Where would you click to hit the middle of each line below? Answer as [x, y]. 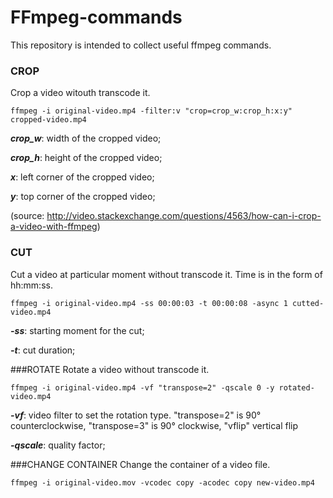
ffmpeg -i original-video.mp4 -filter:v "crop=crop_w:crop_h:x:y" [151, 111]
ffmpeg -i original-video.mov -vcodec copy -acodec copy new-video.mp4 [162, 482]
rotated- [296, 387]
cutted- [308, 303]
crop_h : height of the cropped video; [86, 158]
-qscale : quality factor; [58, 445]
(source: [27, 216]
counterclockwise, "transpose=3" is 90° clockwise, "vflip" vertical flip [154, 425]
